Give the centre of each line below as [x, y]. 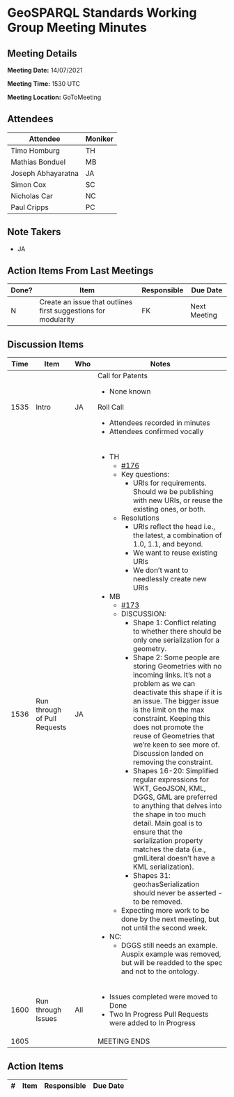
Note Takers [34, 232]
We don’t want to [161, 570]
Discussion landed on [168, 754]
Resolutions [140, 518]
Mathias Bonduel [38, 162]
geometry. [150, 649]
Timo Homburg [36, 150]
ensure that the [158, 832]
